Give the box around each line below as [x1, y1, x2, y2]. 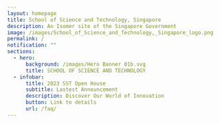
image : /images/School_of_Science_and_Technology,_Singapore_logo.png [7, 29, 214, 36]
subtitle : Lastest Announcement [25, 86, 118, 93]
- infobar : [13, 73, 45, 81]
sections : [7, 49, 36, 55]
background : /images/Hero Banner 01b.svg [25, 61, 146, 68]
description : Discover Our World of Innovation [25, 93, 165, 100]
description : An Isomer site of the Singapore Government [7, 23, 177, 29]
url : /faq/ [25, 105, 57, 112]
